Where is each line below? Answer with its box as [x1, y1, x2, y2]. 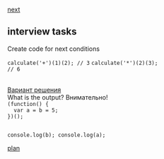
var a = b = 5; [13, 107, 59, 114]
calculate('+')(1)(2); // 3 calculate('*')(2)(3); [7, 59, 158, 66]
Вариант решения [7, 86, 61, 94]
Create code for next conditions [7, 45, 100, 53]
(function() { [7, 100, 49, 107]
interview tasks [7, 25, 77, 37]
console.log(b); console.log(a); [7, 131, 106, 139]
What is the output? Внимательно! [7, 93, 108, 101]
